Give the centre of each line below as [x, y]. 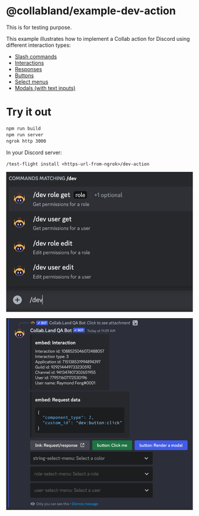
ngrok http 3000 [26, 141]
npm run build [24, 129]
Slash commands [36, 56]
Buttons [24, 75]
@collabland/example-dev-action [91, 11]
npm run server [25, 134]
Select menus [31, 82]
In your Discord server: [34, 152]
